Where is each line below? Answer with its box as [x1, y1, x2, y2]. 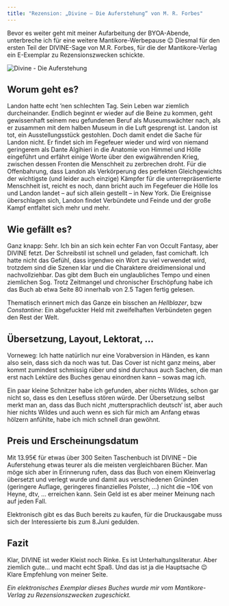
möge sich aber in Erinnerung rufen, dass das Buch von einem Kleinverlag [7, 468, 216, 476]
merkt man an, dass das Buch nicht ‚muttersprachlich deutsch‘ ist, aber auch [7, 401, 223, 409]
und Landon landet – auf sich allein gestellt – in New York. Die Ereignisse [7, 189, 212, 197]
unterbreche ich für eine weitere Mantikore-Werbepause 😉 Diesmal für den [7, 36, 220, 45]
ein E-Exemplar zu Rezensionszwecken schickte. [7, 51, 145, 59]
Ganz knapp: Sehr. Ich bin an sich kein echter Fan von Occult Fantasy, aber [7, 242, 219, 250]
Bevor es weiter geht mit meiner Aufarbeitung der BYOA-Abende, [7, 29, 191, 37]
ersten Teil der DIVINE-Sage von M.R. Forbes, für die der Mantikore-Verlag [7, 43, 217, 51]
